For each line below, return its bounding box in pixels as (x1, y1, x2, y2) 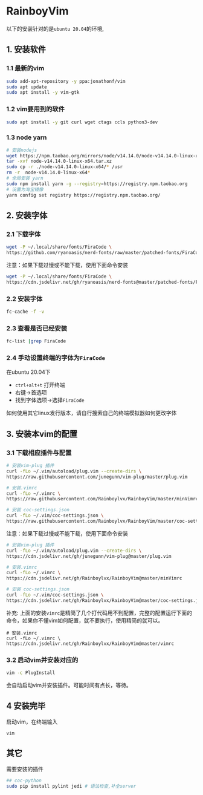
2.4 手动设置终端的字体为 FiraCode (6, 354, 106, 362)
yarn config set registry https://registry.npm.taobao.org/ (6, 192, 161, 198)
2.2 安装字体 (6, 295, 43, 303)
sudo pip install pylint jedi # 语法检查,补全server (6, 783, 137, 789)
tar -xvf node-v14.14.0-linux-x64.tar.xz (6, 159, 112, 165)
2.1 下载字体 (6, 230, 41, 238)
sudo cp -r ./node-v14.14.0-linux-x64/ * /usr (6, 164, 123, 170)
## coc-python (6, 777, 42, 784)
